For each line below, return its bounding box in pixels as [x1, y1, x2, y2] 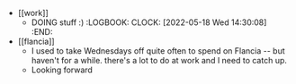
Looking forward [31, 64, 93, 75]
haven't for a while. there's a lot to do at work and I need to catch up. [31, 55, 288, 65]
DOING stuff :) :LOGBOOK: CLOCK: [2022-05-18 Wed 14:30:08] [31, 17, 267, 28]
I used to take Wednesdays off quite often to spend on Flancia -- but [31, 46, 285, 56]
